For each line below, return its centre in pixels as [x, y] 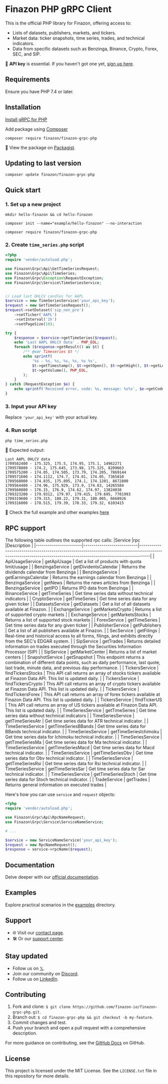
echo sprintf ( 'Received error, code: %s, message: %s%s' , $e [79, 389]
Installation [23, 107]
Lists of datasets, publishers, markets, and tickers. [64, 33]
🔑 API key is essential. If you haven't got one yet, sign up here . [69, 64]
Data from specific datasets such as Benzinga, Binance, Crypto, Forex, [85, 49]
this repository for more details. [37, 1076]
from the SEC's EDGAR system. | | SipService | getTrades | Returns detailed [83, 641]
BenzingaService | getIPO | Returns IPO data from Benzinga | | [69, 588]
